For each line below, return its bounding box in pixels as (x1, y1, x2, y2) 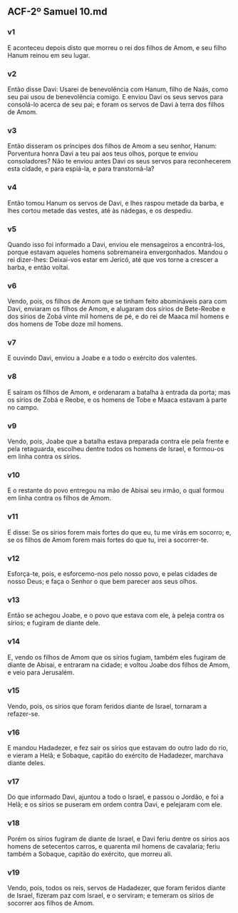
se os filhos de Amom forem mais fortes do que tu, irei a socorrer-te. (7, 535, 209, 544)
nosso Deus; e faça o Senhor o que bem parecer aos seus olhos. (7, 577, 198, 585)
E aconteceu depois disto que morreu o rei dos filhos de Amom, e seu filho (7, 43, 227, 52)
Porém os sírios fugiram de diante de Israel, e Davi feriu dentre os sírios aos (7, 834, 230, 843)
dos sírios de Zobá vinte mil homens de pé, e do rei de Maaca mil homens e (7, 312, 229, 321)
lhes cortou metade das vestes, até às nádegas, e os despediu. (7, 206, 193, 215)
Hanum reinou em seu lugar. (7, 51, 90, 59)
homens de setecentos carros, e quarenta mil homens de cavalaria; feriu (7, 842, 221, 850)
